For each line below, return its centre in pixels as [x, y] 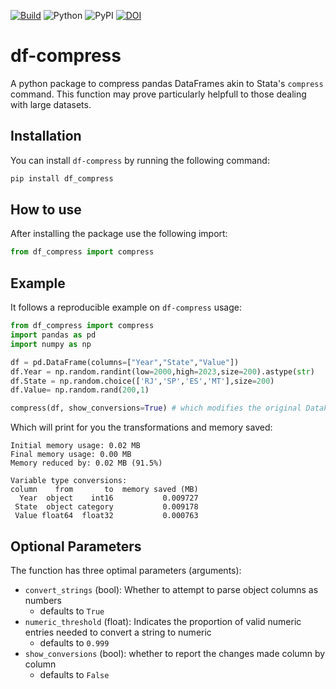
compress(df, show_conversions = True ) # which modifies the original [156, 408]
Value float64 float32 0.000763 [106, 516]
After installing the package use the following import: [119, 234]
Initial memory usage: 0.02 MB [75, 446]
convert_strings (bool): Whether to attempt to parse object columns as [171, 589]
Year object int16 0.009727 [109, 498]
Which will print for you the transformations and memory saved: [141, 427]
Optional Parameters [76, 546]
